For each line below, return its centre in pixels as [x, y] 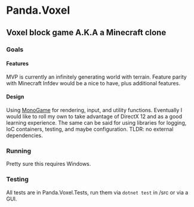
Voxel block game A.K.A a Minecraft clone [86, 33]
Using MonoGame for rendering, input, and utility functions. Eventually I [94, 110]
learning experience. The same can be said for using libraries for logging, [96, 122]
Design [15, 97]
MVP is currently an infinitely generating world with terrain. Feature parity [96, 77]
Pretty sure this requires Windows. [49, 164]
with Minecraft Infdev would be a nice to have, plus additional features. [93, 83]
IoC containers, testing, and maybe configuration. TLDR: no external [90, 129]
